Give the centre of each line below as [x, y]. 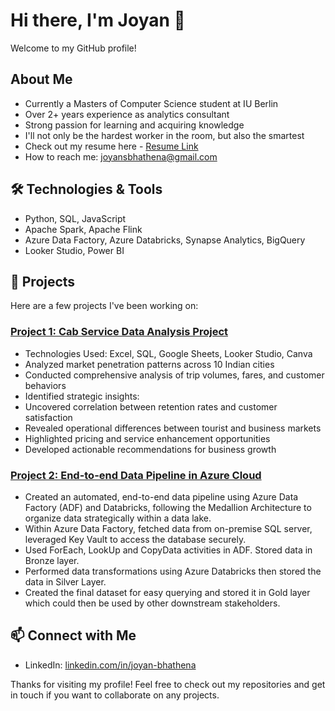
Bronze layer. [52, 560]
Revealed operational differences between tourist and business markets [173, 428]
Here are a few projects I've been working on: [104, 306]
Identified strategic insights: [82, 396]
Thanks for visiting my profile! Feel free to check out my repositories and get [168, 684]
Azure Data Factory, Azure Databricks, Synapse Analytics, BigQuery [165, 240]
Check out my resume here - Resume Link [111, 146]
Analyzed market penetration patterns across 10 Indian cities [149, 364]
